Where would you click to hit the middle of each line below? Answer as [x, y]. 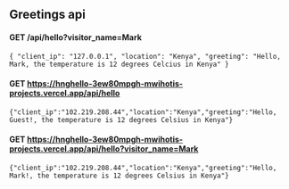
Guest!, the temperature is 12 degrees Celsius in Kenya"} [121, 119]
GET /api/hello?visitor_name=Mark [76, 37]
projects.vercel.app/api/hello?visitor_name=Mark [104, 149]
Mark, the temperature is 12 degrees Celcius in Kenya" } [119, 64]
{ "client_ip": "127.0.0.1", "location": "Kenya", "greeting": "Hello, [145, 56]
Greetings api [48, 15]
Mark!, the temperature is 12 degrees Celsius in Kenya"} [119, 176]
